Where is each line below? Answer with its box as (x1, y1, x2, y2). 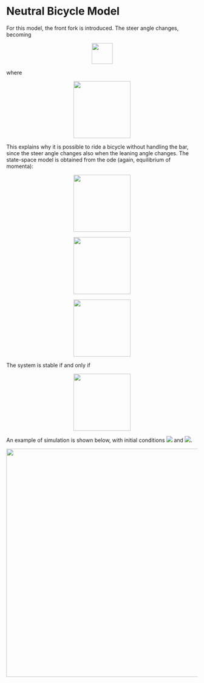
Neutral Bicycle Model (6, 4, 120, 18)
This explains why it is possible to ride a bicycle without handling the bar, (6, 143, 189, 150)
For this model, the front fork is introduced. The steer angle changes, (6, 24, 179, 32)
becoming (6, 30, 32, 38)
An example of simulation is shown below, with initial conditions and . (6, 436, 193, 444)
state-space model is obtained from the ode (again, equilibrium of (6, 156, 171, 163)
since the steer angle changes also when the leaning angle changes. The (6, 149, 189, 156)
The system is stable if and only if (6, 361, 91, 369)
